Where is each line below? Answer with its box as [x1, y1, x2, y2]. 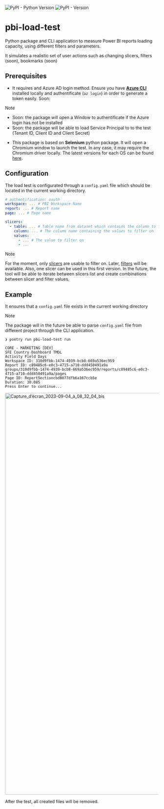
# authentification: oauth [5, 197, 60, 202]
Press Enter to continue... [5, 384, 62, 389]
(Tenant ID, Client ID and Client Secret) [12, 130, 90, 136]
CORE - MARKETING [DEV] [5, 346, 54, 351]
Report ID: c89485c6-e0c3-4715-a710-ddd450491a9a [5, 363, 108, 368]
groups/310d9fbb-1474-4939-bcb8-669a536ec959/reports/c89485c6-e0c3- [5, 367, 150, 372]
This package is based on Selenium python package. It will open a [12, 140, 146, 145]
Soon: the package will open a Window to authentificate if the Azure [12, 114, 149, 120]
